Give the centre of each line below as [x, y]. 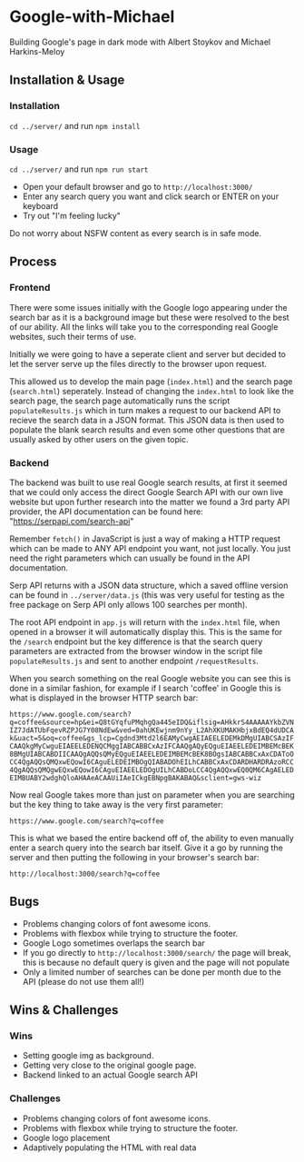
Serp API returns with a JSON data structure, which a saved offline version [149, 585]
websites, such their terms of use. [73, 336]
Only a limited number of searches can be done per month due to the [152, 972]
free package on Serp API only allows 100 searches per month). [128, 604]
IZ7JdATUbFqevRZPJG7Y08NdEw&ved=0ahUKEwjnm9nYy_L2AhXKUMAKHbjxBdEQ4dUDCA [152, 730]
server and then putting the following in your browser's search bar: [135, 857]
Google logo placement [66, 1137]
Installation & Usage [67, 80]
